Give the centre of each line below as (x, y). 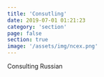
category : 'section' (37, 27)
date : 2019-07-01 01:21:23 (46, 20)
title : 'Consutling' (37, 14)
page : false (24, 33)
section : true (28, 40)
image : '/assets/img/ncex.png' (53, 46)
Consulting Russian (35, 66)
